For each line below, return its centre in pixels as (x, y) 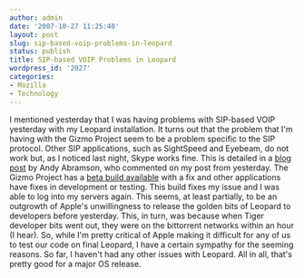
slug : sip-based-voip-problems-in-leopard (91, 43)
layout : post (34, 34)
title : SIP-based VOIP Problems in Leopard (93, 60)
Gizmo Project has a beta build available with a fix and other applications (145, 177)
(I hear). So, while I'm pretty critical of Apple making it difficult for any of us (150, 235)
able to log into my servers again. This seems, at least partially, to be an (143, 197)
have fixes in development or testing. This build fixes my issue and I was (144, 187)
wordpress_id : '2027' (50, 69)
